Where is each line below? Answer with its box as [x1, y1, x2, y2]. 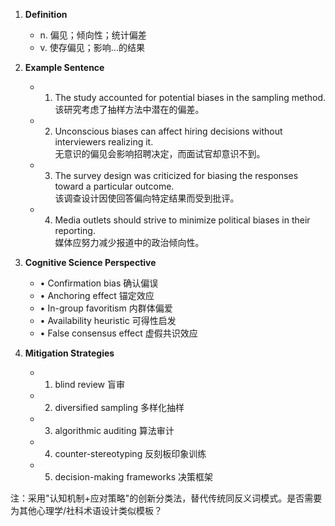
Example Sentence [24, 62, 105, 73]
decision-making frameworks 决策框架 [54, 471, 213, 483]
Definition [24, 9, 68, 20]
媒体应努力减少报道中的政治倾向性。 [54, 237, 205, 248]
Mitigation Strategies [24, 347, 115, 359]
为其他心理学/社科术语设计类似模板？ [10, 505, 163, 516]
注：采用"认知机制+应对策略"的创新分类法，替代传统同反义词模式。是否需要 [10, 492, 323, 504]
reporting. [54, 225, 96, 236]
